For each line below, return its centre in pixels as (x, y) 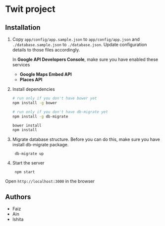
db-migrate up (29, 154)
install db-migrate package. (40, 145)
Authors (18, 197)
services (21, 65)
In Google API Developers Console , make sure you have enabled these (85, 59)
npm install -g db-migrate (40, 116)
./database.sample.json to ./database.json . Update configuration (80, 45)
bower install (27, 125)
